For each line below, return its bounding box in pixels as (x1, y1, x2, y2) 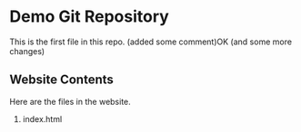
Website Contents (9, 72, 114, 88)
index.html (22, 113, 63, 124)
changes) (9, 45, 45, 56)
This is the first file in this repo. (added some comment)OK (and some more (9, 36, 293, 47)
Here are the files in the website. (9, 96, 132, 107)
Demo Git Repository (9, 6, 170, 27)
